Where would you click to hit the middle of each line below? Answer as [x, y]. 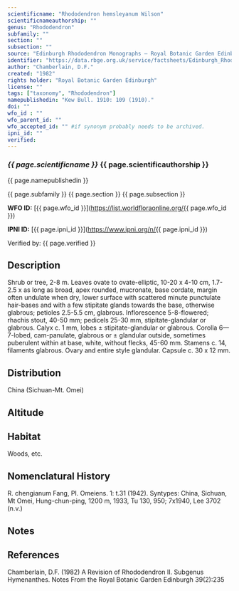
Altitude [26, 413]
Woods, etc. [25, 454]
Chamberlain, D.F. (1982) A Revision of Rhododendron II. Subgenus [106, 572]
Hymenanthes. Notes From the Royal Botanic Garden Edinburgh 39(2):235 [116, 580]
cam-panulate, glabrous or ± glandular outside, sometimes [120, 335]
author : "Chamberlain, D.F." [51, 67]
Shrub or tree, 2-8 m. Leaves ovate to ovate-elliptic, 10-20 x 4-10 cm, [109, 283]
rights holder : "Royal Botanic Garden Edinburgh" [83, 80]
